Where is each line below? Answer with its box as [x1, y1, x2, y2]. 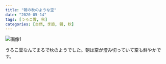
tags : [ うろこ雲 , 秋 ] [5, 17, 48, 22]
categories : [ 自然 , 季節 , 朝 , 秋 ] [5, 21, 74, 27]
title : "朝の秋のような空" [5, 7, 57, 13]
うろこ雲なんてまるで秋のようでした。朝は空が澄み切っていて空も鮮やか [5, 47, 157, 53]
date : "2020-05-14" [5, 12, 47, 17]
